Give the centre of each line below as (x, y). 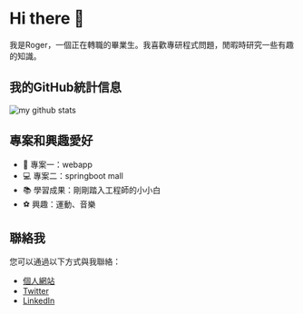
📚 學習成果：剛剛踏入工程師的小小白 (92, 190)
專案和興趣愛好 (51, 141)
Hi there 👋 (47, 19)
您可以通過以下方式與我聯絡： (65, 261)
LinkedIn (39, 301)
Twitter (36, 291)
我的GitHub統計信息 (66, 88)
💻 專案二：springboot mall (73, 175)
